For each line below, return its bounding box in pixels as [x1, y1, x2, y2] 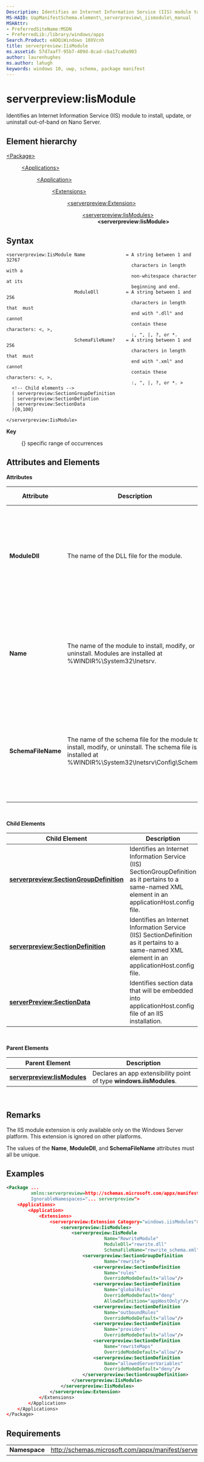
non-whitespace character [131, 273, 197, 279]
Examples [6, 1168, 44, 1179]
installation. [129, 1016, 163, 1025]
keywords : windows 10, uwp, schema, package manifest [6, 65, 146, 72]
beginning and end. [131, 283, 181, 290]
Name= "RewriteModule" [104, 1236, 159, 1242]
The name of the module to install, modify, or [67, 641, 195, 650]
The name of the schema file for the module [67, 735, 192, 744]
